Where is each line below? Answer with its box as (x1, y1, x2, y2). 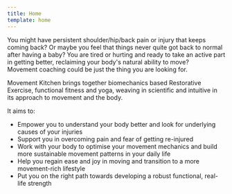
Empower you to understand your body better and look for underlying (17, 120, 216, 128)
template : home (7, 17, 51, 24)
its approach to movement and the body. (7, 93, 123, 101)
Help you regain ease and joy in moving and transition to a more (17, 157, 199, 165)
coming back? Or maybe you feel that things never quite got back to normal (7, 43, 223, 51)
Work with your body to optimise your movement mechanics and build (17, 142, 218, 150)
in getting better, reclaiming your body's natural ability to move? (7, 58, 189, 66)
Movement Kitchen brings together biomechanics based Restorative (7, 78, 202, 87)
